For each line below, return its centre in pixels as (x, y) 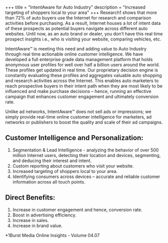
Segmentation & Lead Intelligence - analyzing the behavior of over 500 (86, 150)
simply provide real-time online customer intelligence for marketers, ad (78, 117)
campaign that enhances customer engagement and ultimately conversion (82, 96)
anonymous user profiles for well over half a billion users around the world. (82, 65)
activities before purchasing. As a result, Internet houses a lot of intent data (83, 23)
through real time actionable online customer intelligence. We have (74, 54)
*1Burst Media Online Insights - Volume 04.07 (52, 235)
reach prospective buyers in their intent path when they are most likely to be (84, 86)
